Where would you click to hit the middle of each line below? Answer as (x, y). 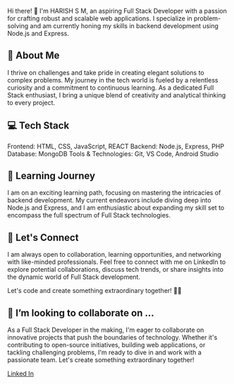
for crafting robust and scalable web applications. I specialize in (100, 18)
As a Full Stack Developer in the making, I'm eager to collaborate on (106, 330)
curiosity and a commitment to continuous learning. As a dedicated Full (111, 88)
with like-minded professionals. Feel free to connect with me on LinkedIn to (117, 262)
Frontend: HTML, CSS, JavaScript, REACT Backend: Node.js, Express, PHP (116, 146)
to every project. (31, 102)
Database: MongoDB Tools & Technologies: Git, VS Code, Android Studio (113, 154)
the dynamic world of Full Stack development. (74, 277)
